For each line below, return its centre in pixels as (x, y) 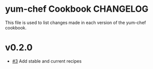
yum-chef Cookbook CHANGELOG (77, 9)
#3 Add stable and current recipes (47, 61)
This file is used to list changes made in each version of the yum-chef (76, 23)
